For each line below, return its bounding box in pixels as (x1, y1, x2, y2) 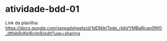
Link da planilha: (5, 20, 39, 26)
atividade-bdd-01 (5, 3, 79, 15)
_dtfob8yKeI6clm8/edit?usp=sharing (5, 30, 80, 36)
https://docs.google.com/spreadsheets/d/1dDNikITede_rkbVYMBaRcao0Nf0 (5, 25, 162, 31)
